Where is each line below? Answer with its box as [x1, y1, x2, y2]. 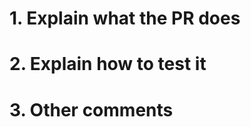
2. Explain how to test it [9, 53, 207, 76]
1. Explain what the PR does [9, 7, 241, 30]
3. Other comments [9, 98, 174, 121]
